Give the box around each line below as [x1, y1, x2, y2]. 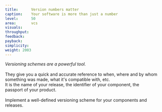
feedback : [5, 34, 25, 39]
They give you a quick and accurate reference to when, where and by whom [5, 71, 158, 77]
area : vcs [5, 20, 38, 26]
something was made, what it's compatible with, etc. [5, 76, 110, 82]
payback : [5, 39, 23, 44]
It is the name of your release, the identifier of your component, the [5, 81, 140, 87]
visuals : [5, 25, 23, 30]
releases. [5, 102, 23, 108]
